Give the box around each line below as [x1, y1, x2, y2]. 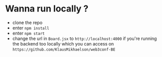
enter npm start [12, 30, 45, 36]
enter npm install [12, 24, 49, 30]
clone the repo [12, 19, 43, 25]
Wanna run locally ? [5, 3, 89, 14]
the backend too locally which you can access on [12, 40, 114, 46]
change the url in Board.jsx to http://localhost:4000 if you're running [12, 35, 157, 41]
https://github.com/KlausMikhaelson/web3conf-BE [12, 47, 116, 52]
